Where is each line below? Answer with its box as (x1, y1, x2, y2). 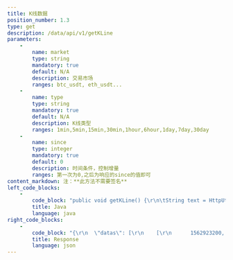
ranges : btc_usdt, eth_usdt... (32, 81, 123, 88)
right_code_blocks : (7, 216, 64, 223)
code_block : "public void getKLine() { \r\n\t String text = (32, 197, 207, 205)
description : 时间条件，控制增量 (32, 164, 119, 172)
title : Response (32, 236, 79, 243)
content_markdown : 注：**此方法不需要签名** (7, 177, 128, 184)
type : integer (32, 146, 73, 153)
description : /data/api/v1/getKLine (7, 29, 113, 37)
